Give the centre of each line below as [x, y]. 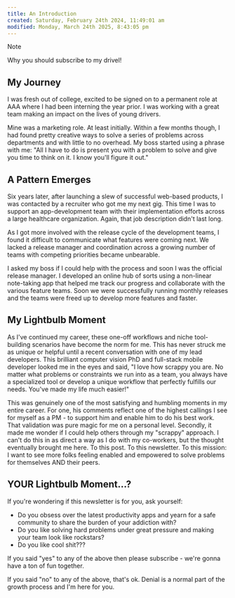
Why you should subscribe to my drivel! [65, 60]
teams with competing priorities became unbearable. [83, 254]
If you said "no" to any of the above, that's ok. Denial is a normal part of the [116, 579]
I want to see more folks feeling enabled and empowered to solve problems [116, 455]
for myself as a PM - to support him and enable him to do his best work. [111, 417]
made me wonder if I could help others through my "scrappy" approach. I [113, 433]
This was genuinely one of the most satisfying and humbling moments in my [117, 402]
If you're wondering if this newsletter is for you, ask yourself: [95, 501]
